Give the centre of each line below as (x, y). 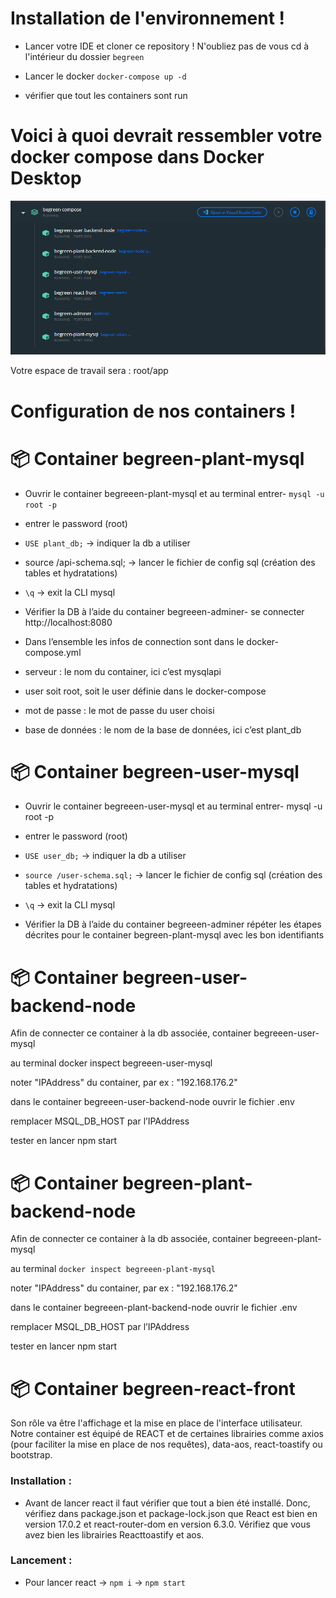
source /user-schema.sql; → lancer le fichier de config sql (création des (173, 875)
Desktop (46, 178)
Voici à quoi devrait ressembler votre (166, 136)
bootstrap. (31, 1455)
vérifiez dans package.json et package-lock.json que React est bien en (171, 1513)
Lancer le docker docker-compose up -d (105, 76)
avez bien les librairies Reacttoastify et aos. (114, 1534)
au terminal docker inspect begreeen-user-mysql (111, 1063)
